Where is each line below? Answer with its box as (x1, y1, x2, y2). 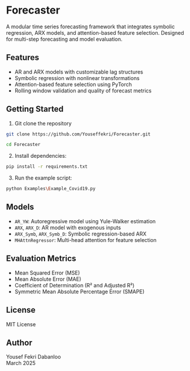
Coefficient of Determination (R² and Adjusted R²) (14, 281, 135, 289)
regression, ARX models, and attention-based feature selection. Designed (6, 29, 185, 36)
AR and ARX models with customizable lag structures (14, 68, 144, 75)
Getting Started (6, 104, 64, 114)
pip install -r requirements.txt (6, 164, 88, 170)
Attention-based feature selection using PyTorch (14, 81, 132, 88)
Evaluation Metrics (6, 254, 76, 264)
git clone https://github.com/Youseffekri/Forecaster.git (6, 131, 151, 137)
